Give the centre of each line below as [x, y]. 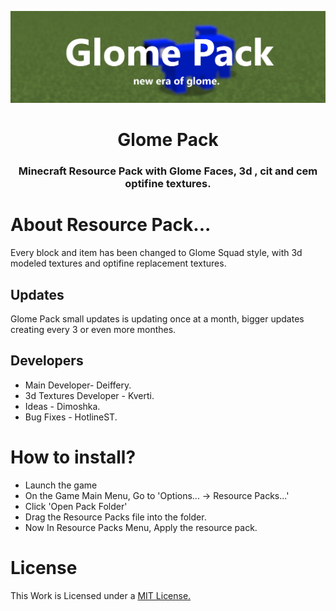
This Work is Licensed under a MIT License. [101, 595]
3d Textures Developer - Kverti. [89, 395]
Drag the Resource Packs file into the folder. [115, 517]
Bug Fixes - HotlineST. [71, 417]
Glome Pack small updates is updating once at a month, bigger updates [157, 319]
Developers [47, 361]
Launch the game [61, 485]
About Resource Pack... [111, 225]
